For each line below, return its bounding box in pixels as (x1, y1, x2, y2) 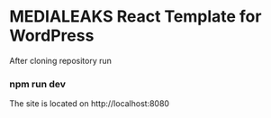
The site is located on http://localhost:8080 (9, 98, 169, 109)
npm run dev (9, 77, 66, 90)
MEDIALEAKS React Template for (9, 6, 262, 27)
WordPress (9, 25, 95, 46)
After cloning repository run (9, 55, 113, 66)
